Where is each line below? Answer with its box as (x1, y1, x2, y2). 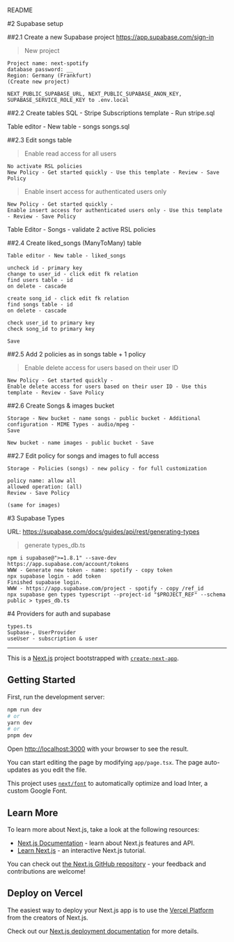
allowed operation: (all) (7, 484, 82, 491)
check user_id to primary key (7, 320, 95, 327)
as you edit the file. (32, 765, 87, 774)
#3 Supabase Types (7, 514, 65, 522)
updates (7, 765, 31, 774)
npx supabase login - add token (7, 573, 101, 580)
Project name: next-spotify (7, 60, 89, 67)
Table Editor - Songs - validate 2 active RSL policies (7, 225, 156, 233)
